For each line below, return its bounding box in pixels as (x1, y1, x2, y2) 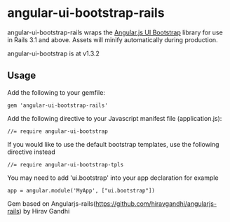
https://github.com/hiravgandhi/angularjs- (95, 199, 217, 208)
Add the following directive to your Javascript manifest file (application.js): (7, 114, 222, 122)
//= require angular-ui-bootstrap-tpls (7, 161, 124, 168)
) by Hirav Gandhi (19, 207, 70, 215)
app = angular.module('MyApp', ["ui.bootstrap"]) (7, 187, 156, 194)
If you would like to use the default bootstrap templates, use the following (7, 140, 219, 148)
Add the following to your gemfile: (7, 88, 105, 96)
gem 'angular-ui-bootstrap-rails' (7, 102, 109, 109)
